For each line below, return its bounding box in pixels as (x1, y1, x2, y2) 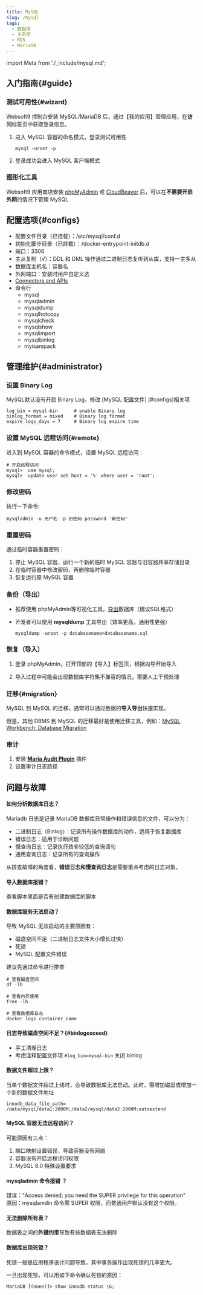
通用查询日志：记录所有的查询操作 (14, 851, 100, 858)
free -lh (6, 999, 28, 1005)
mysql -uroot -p (14, 145, 56, 151)
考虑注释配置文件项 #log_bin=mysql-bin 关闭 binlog (14, 1051, 143, 1059)
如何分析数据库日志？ (6, 800, 59, 808)
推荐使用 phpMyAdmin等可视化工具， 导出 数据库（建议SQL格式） (14, 605, 177, 612)
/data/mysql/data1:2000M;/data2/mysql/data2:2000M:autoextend (6, 1106, 166, 1112)
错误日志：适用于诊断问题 (14, 836, 79, 843)
